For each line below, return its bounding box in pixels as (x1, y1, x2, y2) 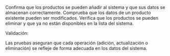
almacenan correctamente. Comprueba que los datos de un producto (5, 10, 151, 16)
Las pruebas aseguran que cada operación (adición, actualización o (5, 40, 148, 46)
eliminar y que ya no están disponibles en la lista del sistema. (5, 20, 134, 26)
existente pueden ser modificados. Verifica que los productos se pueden (5, 15, 158, 21)
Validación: (5, 30, 29, 36)
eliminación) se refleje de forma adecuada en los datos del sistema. (5, 45, 148, 51)
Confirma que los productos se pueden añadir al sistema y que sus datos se (5, 5, 165, 10)
